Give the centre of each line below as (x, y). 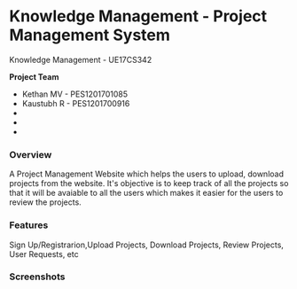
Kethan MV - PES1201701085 (75, 94)
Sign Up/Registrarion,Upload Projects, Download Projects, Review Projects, (146, 245)
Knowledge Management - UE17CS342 (81, 59)
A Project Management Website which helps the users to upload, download (146, 174)
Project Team (34, 76)
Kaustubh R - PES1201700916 (76, 103)
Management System (90, 35)
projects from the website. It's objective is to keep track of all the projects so (149, 184)
